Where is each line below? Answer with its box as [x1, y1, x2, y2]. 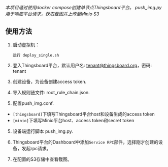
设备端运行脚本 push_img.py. [12, 128, 73, 134]
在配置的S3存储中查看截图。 [12, 156, 72, 162]
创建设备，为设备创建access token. [12, 78, 87, 85]
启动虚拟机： [12, 41, 40, 47]
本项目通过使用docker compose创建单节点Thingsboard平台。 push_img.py [5, 5, 162, 10]
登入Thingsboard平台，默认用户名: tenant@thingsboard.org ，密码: [12, 62, 152, 68]
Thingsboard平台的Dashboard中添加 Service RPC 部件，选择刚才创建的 [12, 139, 159, 145]
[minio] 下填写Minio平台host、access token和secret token [12, 117, 135, 123]
